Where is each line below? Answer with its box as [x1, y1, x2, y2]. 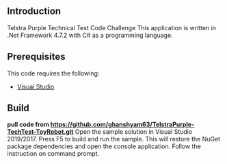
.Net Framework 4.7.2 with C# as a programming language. [7, 31, 173, 39]
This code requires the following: [7, 69, 100, 78]
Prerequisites [7, 51, 66, 62]
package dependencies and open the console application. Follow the [7, 142, 202, 150]
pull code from [7, 120, 50, 129]
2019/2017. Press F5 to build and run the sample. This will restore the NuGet [7, 135, 221, 143]
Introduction [7, 5, 62, 17]
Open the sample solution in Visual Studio [75, 128, 193, 136]
